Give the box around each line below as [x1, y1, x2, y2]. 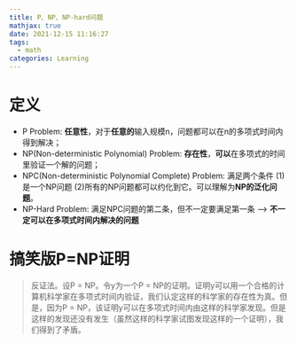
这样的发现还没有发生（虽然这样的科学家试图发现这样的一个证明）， [30, 313, 277, 324]
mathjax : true [9, 21, 62, 30]
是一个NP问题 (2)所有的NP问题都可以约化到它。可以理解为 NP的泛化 [21, 181, 270, 191]
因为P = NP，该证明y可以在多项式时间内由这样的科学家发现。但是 [46, 302, 286, 313]
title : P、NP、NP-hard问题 [9, 12, 104, 22]
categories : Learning [9, 54, 90, 63]
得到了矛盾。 [38, 324, 86, 335]
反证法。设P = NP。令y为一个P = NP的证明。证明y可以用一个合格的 [30, 280, 277, 291]
